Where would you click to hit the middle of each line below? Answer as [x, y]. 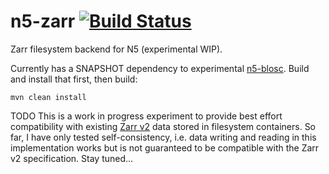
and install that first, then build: [74, 79]
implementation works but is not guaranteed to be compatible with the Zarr [165, 147]
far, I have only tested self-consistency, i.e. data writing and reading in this [163, 137]
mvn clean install [48, 97]
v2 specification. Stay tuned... [72, 158]
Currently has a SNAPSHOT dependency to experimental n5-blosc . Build [160, 68]
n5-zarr [43, 21]
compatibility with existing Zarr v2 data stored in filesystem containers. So [163, 126]
